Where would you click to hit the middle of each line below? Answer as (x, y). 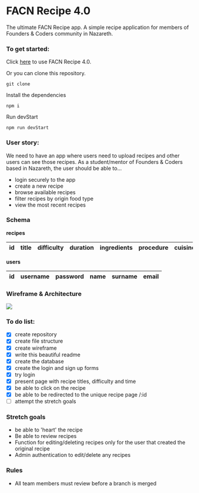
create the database (39, 361)
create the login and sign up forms (57, 368)
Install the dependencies (36, 95)
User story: (23, 143)
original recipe (32, 449)
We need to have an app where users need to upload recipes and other (93, 156)
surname (125, 276)
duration (82, 247)
